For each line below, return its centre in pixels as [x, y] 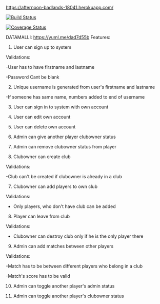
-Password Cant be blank [33, 77]
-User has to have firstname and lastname [50, 67]
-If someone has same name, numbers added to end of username [75, 97]
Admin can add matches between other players [63, 246]
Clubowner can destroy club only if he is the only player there [78, 236]
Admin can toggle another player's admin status [64, 286]
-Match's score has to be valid [38, 276]
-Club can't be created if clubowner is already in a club [64, 176]
